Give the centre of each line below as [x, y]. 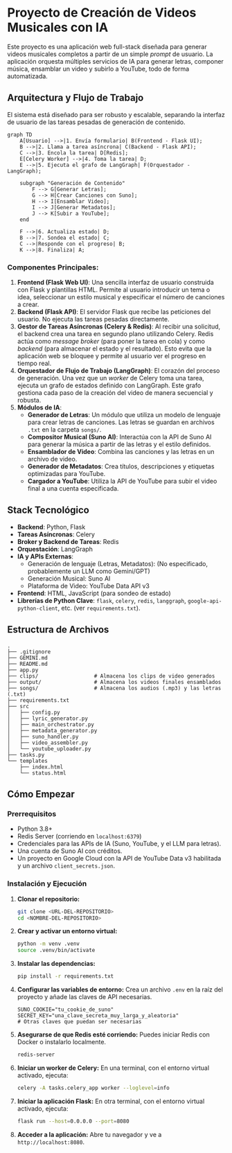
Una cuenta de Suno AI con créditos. [70, 851]
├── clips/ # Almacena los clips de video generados [111, 676]
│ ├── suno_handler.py [43, 737]
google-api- [205, 601]
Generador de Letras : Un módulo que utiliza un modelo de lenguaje [124, 415]
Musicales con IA [58, 27]
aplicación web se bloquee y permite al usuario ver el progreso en [111, 356]
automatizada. [28, 76]
